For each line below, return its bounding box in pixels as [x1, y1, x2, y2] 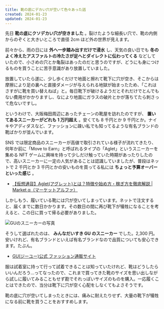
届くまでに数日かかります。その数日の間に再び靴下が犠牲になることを [13, 203, 155, 209]
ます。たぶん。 [5, 243, 35, 249]
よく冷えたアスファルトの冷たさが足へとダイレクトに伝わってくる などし [5, 53, 152, 59]
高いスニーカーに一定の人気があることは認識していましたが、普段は [13, 158, 151, 164]
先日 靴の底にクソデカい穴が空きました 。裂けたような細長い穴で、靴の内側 [5, 30, 158, 36]
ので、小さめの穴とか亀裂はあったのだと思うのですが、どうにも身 [13, 59, 147, 65]
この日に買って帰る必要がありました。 [22, 210, 99, 216]
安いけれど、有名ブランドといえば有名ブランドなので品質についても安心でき [5, 237, 159, 243]
